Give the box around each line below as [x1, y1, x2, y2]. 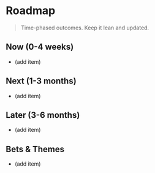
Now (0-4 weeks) [6, 42, 74, 52]
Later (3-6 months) [6, 110, 80, 120]
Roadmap [6, 4, 56, 18]
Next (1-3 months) [6, 76, 77, 87]
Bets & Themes [6, 144, 65, 154]
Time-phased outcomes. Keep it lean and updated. [20, 24, 149, 31]
